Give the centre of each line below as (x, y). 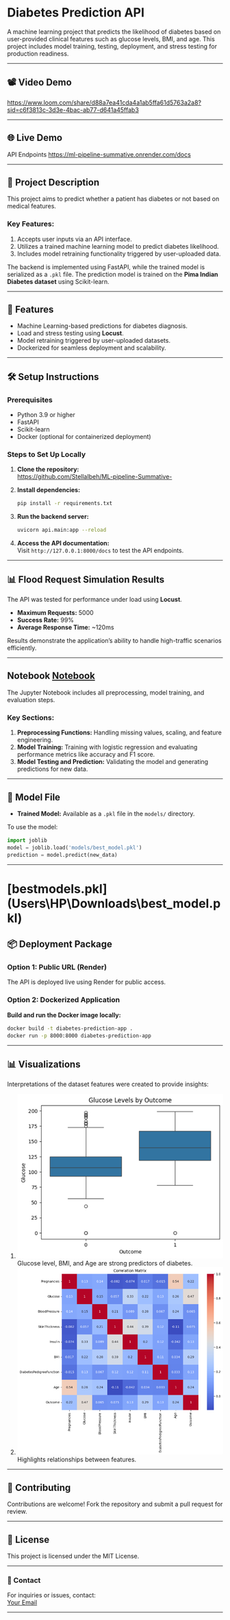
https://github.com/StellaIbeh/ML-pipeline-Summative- (94, 477)
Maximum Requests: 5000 (55, 613)
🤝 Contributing (39, 1488)
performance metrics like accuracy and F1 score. (86, 754)
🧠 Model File (34, 797)
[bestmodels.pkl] (57, 889)
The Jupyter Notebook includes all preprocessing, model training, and (106, 693)
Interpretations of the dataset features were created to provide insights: (108, 1084)
